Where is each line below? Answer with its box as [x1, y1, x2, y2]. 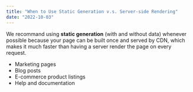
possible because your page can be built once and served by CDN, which [6, 37, 185, 44]
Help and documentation [14, 79, 75, 86]
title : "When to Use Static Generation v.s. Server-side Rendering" [6, 8, 178, 15]
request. [6, 49, 27, 56]
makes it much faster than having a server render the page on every [6, 42, 172, 50]
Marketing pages [14, 60, 56, 68]
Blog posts [14, 67, 41, 74]
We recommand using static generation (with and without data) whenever [6, 30, 187, 37]
